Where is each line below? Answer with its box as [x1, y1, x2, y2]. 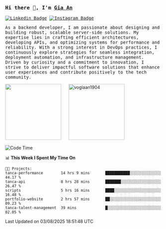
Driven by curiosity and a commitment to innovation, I [5, 60, 144, 65]
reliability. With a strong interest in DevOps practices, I [5, 45, 158, 50]
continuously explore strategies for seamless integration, [5, 50, 155, 55]
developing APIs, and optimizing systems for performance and [5, 40, 160, 45]
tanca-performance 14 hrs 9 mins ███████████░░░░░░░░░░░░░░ [5, 171, 162, 176]
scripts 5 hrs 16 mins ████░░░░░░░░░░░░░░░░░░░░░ [5, 188, 162, 193]
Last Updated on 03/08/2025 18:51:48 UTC [5, 219, 93, 225]
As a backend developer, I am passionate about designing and [5, 25, 160, 30]
